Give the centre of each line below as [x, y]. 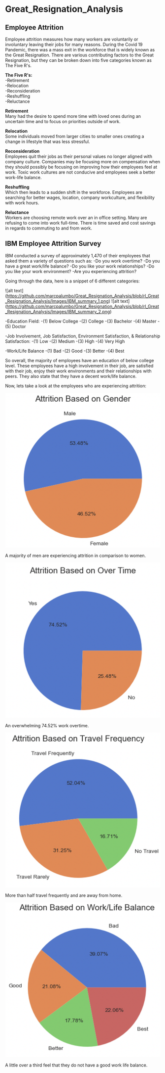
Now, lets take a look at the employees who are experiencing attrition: [76, 386]
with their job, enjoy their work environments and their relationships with [78, 371]
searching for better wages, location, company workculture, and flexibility [80, 197]
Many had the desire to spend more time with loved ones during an [73, 116]
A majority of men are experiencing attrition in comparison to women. [76, 556]
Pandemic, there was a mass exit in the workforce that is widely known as [80, 50]
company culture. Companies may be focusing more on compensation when [83, 162]
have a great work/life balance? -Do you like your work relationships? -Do [80, 266]
